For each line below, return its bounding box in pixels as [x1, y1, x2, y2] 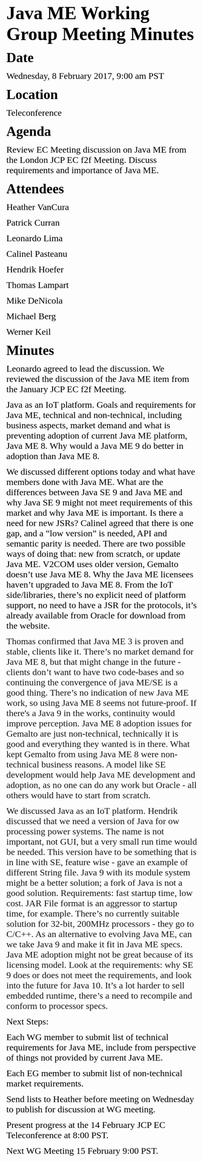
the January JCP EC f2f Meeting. [6, 384, 127, 394]
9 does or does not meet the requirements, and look [6, 970, 192, 980]
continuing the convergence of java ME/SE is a [6, 677, 178, 687]
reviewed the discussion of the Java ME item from [6, 374, 190, 384]
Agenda [6, 124, 52, 139]
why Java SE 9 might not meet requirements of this [6, 497, 193, 507]
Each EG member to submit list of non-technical [6, 1068, 183, 1079]
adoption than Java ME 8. [6, 451, 100, 461]
